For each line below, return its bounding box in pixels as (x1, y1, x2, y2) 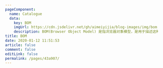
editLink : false (5, 51, 38, 57)
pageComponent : (5, 7, 36, 12)
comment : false (5, 47, 36, 52)
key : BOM (14, 20, 32, 25)
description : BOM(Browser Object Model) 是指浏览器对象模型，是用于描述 (14, 29, 153, 34)
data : (9, 16, 21, 21)
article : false (5, 43, 36, 47)
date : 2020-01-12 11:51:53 (5, 38, 60, 43)
